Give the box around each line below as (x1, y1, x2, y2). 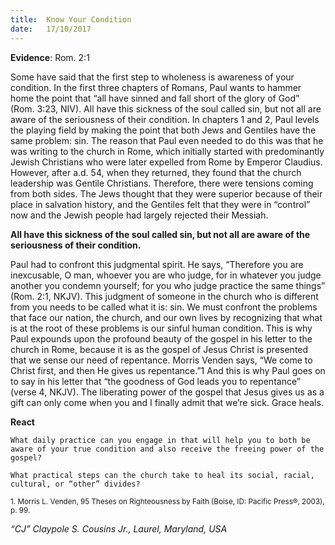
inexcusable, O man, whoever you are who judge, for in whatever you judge (10, 269, 322, 281)
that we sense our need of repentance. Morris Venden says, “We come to (10, 354, 313, 366)
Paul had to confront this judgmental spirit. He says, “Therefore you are (10, 258, 304, 270)
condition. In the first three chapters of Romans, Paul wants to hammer (10, 81, 302, 93)
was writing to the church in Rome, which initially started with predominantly (10, 145, 325, 157)
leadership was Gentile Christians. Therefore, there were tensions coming (10, 177, 314, 189)
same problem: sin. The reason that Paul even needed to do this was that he (10, 134, 324, 146)
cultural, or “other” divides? (10, 479, 141, 489)
